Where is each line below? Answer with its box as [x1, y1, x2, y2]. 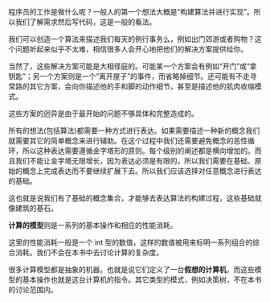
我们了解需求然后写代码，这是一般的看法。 [14, 17, 157, 27]
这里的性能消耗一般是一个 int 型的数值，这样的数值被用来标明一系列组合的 [8, 238, 253, 247]
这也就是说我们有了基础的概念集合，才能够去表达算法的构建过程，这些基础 [8, 193, 255, 203]
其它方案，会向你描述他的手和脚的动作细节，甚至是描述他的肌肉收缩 [29, 81, 255, 91]
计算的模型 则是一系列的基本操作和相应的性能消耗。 [8, 221, 178, 230]
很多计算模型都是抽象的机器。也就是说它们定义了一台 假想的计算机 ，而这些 [8, 265, 255, 274]
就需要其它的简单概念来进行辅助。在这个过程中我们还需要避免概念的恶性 [8, 136, 247, 145]
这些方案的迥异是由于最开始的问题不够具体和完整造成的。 [8, 109, 198, 118]
